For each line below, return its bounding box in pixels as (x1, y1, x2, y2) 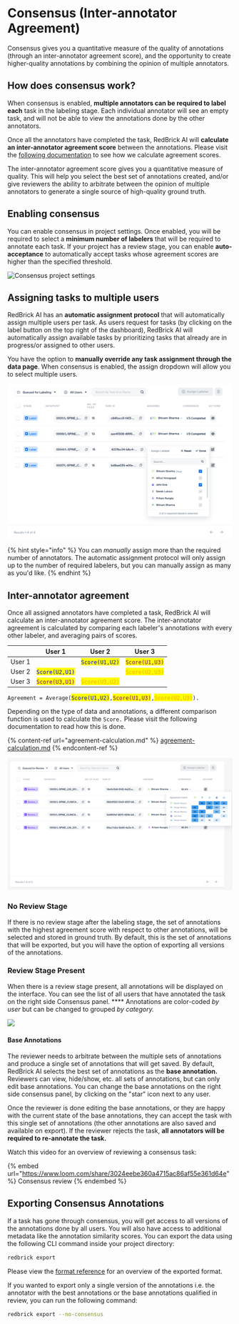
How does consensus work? (7, 80, 136, 92)
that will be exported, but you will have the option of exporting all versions (7, 940, 225, 949)
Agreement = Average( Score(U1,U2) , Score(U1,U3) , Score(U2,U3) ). (7, 695, 200, 702)
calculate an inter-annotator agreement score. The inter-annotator (7, 616, 202, 624)
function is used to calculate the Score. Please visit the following (7, 715, 198, 723)
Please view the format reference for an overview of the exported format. (7, 1267, 223, 1275)
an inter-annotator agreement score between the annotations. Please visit (7, 143, 228, 151)
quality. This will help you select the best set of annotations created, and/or (7, 171, 229, 180)
